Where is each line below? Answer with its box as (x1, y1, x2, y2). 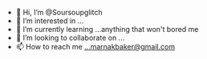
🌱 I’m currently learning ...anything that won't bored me (15, 25, 199, 33)
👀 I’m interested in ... (15, 16, 84, 26)
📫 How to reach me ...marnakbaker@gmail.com (15, 42, 175, 51)
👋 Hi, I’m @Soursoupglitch (15, 8, 103, 17)
